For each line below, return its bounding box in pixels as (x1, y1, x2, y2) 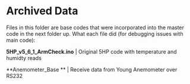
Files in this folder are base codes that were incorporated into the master (6, 24, 185, 31)
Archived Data (6, 4, 78, 18)
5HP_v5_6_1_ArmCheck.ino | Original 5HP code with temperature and (6, 48, 177, 55)
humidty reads (6, 54, 42, 61)
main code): (6, 36, 36, 43)
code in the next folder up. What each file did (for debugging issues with (6, 30, 183, 37)
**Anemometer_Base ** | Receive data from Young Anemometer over (6, 66, 178, 73)
